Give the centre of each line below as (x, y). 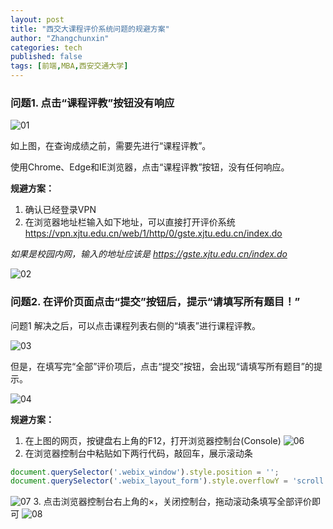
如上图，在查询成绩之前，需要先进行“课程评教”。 (111, 146)
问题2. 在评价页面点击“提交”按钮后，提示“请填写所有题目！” (155, 302)
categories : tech (46, 47)
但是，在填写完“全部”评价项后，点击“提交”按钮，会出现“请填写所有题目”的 (162, 366)
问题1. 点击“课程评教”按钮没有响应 (92, 103)
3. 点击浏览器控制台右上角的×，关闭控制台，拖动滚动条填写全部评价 (172, 502)
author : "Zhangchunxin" (60, 38)
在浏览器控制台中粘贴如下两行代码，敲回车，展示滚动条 (138, 453)
